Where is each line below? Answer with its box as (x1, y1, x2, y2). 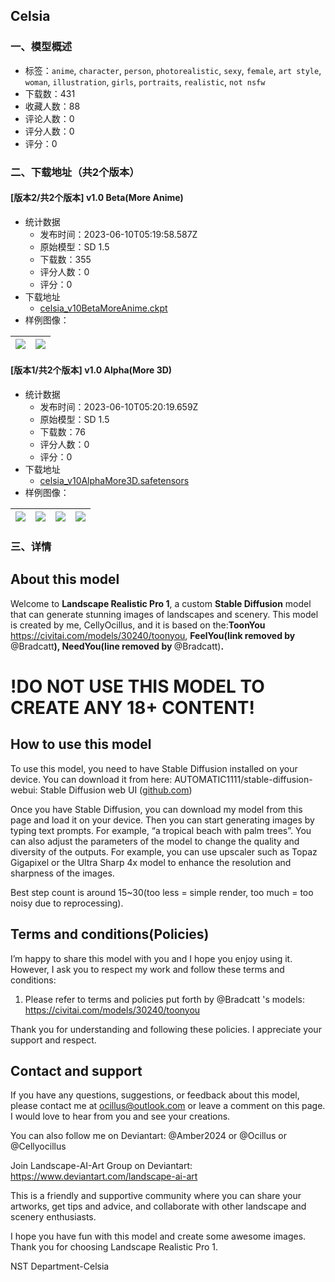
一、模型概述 (10, 40, 73, 54)
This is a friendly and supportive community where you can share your (10, 1190, 302, 1202)
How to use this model (10, 736, 152, 753)
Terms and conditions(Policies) (10, 926, 210, 943)
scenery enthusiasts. (10, 1211, 97, 1223)
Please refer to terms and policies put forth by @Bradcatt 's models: (24, 993, 305, 1005)
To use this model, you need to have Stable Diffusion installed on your (10, 762, 298, 774)
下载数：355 (39, 253, 92, 265)
